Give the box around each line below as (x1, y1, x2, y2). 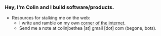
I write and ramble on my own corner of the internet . (19, 20, 126, 26)
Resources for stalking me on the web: (11, 15, 90, 21)
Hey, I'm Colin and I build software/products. (4, 4, 114, 11)
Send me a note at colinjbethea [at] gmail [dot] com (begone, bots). (19, 25, 157, 31)
